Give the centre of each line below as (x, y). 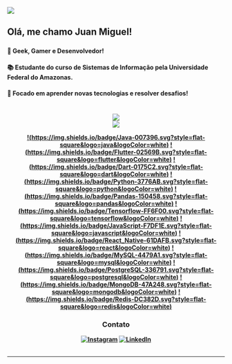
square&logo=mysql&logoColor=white (113, 262)
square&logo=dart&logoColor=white (113, 174)
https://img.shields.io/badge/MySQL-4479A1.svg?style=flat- (117, 255)
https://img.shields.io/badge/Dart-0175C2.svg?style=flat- (117, 167)
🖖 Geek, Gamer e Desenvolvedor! (56, 51)
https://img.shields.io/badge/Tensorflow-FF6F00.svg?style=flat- (117, 210)
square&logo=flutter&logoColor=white (113, 159)
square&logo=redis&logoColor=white (115, 306)
